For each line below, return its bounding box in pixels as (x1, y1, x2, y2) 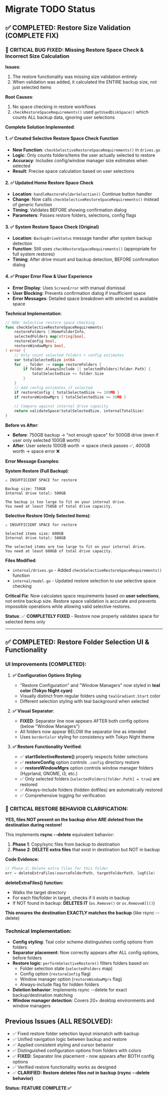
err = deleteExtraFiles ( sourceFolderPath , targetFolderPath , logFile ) (5, 870, 155, 876)
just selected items (12, 84, 51, 90)
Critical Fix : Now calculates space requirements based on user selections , (5, 593, 160, 599)
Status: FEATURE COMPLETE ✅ (5, 1085, 71, 1091)
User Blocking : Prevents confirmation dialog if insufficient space (12, 290, 146, 296)
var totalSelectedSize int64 (14, 357, 75, 362)
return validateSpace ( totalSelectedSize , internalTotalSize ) (14, 409, 144, 414)
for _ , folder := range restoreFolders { (14, 362, 101, 367)
